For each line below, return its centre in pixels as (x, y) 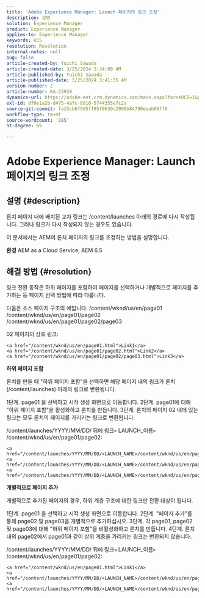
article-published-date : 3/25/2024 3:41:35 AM (67, 80)
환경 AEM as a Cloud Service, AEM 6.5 (54, 250)
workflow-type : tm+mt (34, 114)
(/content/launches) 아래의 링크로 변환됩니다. (61, 389)
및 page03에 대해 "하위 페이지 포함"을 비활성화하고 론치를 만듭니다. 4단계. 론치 (101, 529)
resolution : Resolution (37, 47)
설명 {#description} (43, 200)
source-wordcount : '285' (38, 120)
